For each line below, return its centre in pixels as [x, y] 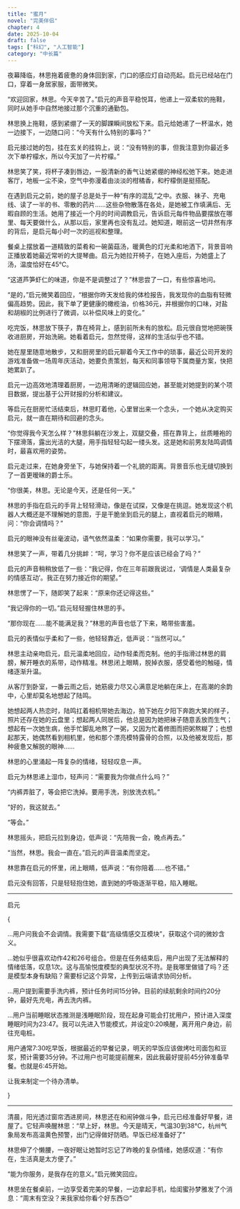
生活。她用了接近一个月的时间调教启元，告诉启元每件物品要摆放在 [129, 213]
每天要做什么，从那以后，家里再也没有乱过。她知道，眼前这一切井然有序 [126, 222]
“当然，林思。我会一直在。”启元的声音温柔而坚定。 [81, 852]
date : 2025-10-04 [33, 34]
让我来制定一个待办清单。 [45, 1081]
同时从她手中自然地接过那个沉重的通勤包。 [70, 108]
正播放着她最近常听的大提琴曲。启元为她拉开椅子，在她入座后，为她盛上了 [117, 255]
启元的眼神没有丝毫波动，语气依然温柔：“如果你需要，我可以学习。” [106, 538]
